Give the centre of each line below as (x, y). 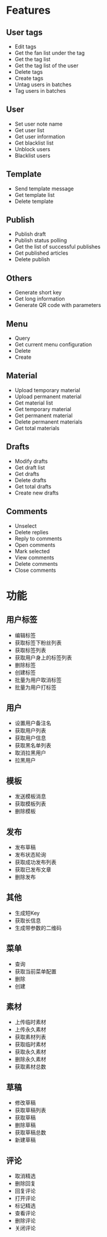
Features (28, 10)
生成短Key (27, 913)
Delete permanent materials (48, 422)
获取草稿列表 (30, 1110)
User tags (25, 32)
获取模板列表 (30, 804)
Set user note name (39, 124)
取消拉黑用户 (30, 753)
